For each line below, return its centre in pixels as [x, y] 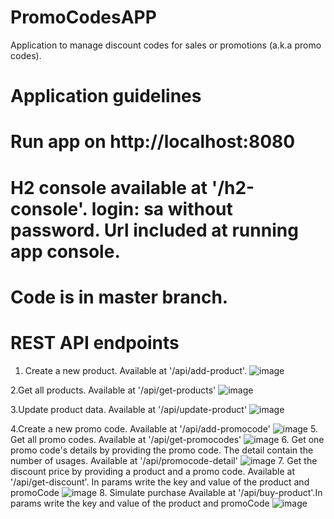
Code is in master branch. [119, 297]
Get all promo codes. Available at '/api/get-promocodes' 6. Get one [167, 439]
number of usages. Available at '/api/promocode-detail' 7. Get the [164, 460]
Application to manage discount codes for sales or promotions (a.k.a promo [166, 45]
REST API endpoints [95, 342]
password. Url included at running [154, 230]
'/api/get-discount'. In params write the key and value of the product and [160, 482]
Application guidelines [106, 96]
